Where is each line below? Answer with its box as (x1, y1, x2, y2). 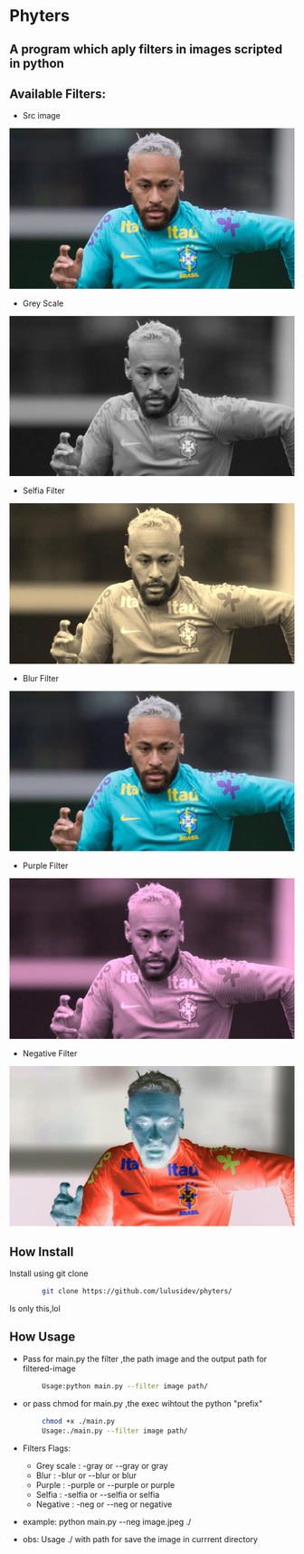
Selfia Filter (22, 485, 65, 496)
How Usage (9, 1330, 76, 1345)
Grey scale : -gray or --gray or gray (35, 1460, 169, 1471)
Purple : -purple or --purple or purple (35, 1479, 176, 1490)
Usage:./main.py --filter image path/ (42, 1426, 188, 1435)
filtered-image (22, 1363, 77, 1374)
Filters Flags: (22, 1443, 71, 1454)
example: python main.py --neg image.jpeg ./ (22, 1516, 192, 1527)
